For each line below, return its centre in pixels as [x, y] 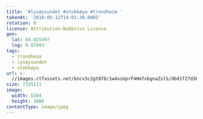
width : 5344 [27, 96]
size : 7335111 [24, 85]
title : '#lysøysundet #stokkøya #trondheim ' [64, 12]
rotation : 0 [21, 23]
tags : [13, 51]
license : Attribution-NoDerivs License [56, 29]
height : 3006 [28, 101]
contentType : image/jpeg [37, 107]
